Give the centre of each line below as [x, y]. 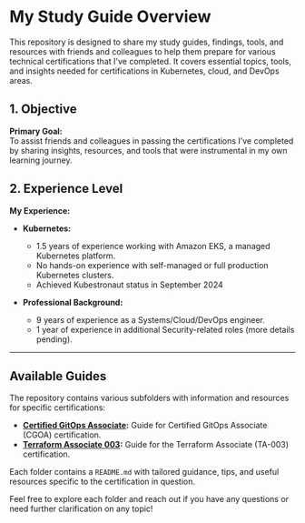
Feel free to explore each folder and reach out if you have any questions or [149, 499]
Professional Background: [73, 302]
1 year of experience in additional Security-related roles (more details [165, 329]
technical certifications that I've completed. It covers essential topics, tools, [151, 61]
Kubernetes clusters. [75, 275]
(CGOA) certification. [62, 435]
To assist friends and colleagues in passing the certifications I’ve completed [152, 141]
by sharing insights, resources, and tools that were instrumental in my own [148, 150]
